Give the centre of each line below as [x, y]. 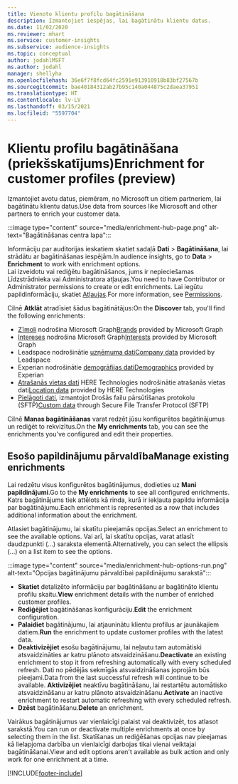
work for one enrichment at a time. [58, 759]
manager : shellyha [34, 73]
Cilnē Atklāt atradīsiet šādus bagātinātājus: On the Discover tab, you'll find [116, 308]
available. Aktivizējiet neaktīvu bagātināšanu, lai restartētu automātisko [122, 685]
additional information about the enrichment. [72, 515]
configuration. [38, 617]
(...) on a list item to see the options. [60, 551]
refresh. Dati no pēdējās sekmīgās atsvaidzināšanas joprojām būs [113, 669]
